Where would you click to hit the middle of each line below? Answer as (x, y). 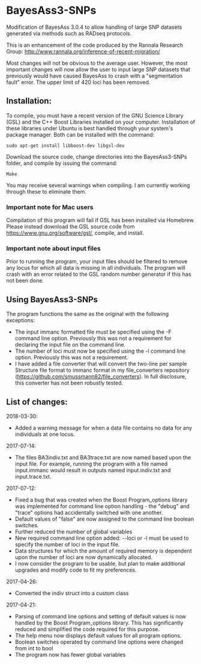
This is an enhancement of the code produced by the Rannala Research (95, 45)
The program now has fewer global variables (70, 654)
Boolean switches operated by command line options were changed (99, 642)
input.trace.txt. (33, 476)
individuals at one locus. (45, 434)
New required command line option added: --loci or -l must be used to (102, 538)
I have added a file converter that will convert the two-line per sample (101, 364)
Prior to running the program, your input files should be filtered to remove (97, 262)
